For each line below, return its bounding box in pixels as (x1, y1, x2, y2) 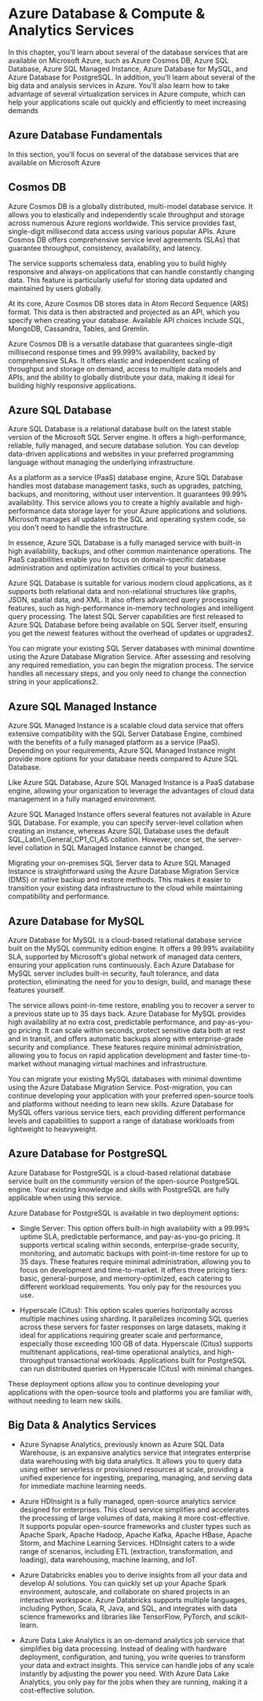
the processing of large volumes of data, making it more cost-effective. (19, 1513, 250, 1523)
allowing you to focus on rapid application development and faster (8, 1050, 222, 1060)
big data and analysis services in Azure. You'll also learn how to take (8, 80, 230, 90)
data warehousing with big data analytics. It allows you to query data (19, 1456, 242, 1465)
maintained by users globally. (8, 284, 104, 293)
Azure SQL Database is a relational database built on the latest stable (8, 424, 232, 434)
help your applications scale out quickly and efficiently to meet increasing (8, 97, 247, 107)
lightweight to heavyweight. (8, 1124, 98, 1134)
